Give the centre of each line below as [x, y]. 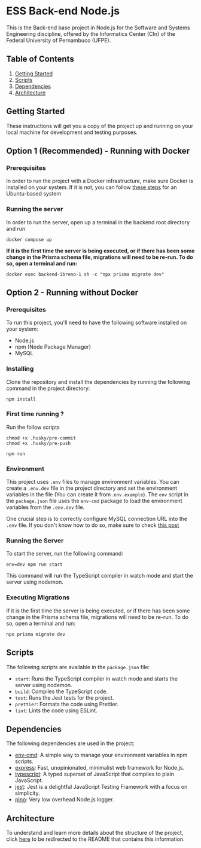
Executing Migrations [38, 597]
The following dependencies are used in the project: [70, 743]
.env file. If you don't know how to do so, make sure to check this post [93, 525]
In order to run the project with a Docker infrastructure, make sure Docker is [100, 181]
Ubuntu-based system [34, 194]
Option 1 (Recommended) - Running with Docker [98, 151]
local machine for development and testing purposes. [72, 132]
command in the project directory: [48, 388]
